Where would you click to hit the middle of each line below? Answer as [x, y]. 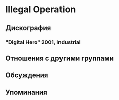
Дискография [28, 28]
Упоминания [26, 92]
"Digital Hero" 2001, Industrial [43, 42]
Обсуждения [27, 76]
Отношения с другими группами [60, 58]
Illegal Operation [41, 9]
